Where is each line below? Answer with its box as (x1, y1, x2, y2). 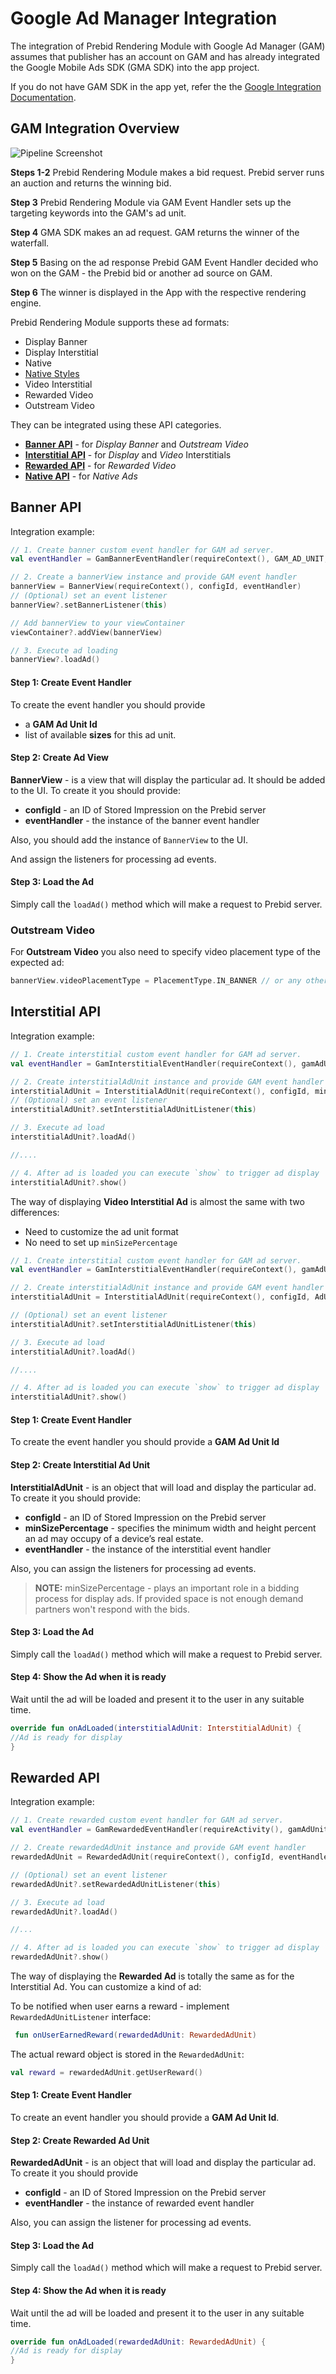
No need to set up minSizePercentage (24, 1236, 178, 1248)
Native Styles (24, 367, 80, 379)
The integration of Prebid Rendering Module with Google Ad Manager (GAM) (10, 40, 326, 52)
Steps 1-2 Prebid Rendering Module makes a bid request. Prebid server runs (10, 166, 325, 178)
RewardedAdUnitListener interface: (10, 2011, 152, 2023)
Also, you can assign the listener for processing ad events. (10, 2217, 252, 2229)
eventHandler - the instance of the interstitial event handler (24, 1543, 272, 1555)
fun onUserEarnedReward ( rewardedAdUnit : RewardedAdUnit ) (14, 2030, 257, 2041)
